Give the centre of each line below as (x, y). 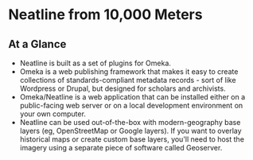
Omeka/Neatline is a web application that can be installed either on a (132, 97)
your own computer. (53, 114)
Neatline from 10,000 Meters (105, 15)
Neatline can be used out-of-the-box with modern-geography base (130, 122)
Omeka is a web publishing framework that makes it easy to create (129, 72)
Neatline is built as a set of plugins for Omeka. (95, 63)
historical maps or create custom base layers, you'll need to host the (132, 139)
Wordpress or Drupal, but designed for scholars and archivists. (123, 88)
